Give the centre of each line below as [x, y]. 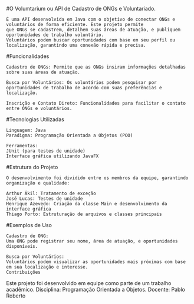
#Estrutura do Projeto [32, 167]
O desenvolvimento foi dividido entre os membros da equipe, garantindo [97, 178]
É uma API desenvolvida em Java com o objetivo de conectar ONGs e [91, 20]
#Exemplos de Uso [29, 225]
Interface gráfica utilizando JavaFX [52, 156]
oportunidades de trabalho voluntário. [55, 35]
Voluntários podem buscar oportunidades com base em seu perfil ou [91, 40]
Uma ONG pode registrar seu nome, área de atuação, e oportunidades [92, 241]
